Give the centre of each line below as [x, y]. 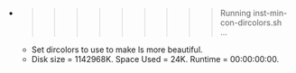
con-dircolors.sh [251, 23]
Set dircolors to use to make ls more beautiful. [117, 50]
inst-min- [270, 13]
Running [236, 13]
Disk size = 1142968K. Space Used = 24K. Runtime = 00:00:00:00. [155, 59]
